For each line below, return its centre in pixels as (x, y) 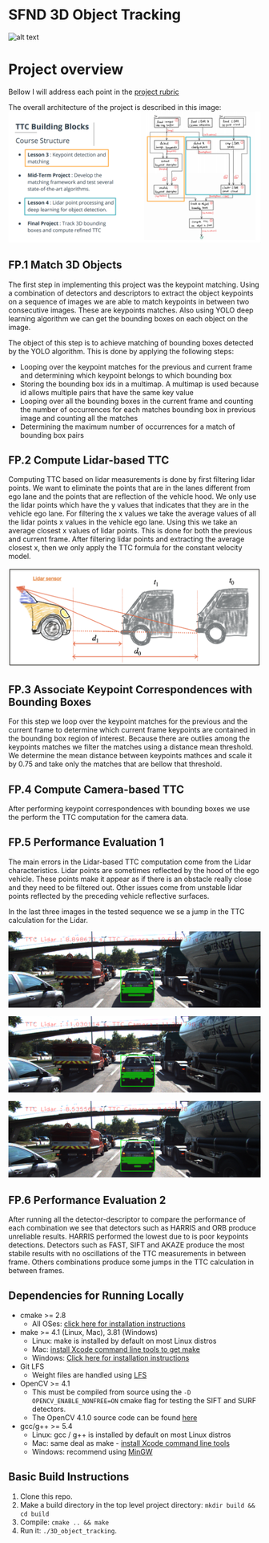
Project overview (66, 69)
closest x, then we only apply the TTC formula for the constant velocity (125, 548)
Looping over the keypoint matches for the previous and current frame (136, 366)
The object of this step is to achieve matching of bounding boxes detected (131, 342)
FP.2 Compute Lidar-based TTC (89, 460)
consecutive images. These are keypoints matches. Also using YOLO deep (131, 310)
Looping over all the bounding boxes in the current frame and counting (137, 401)
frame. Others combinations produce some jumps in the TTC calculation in (131, 1262)
